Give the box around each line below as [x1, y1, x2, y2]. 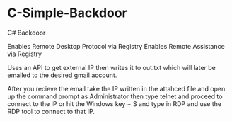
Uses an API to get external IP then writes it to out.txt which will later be [7, 63, 216, 71]
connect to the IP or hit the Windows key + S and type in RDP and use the [7, 99, 221, 108]
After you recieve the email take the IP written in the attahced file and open [7, 84, 226, 93]
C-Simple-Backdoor [7, 5, 127, 21]
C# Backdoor [7, 28, 46, 37]
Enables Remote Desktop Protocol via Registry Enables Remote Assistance [7, 42, 225, 50]
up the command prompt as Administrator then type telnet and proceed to [7, 92, 223, 100]
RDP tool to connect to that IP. [7, 107, 95, 115]
